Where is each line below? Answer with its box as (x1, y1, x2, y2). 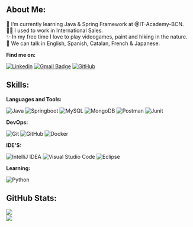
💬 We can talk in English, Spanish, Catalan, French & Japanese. (6, 40, 160, 47)
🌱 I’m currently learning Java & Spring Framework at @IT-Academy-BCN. (6, 20, 185, 27)
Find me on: (6, 51, 36, 58)
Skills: (6, 80, 30, 90)
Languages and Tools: (6, 95, 62, 103)
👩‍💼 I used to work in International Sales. (6, 27, 104, 34)
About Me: (6, 5, 46, 15)
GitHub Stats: (6, 193, 57, 203)
